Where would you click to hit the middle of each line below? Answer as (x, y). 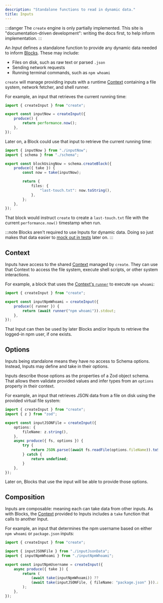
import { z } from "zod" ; (31, 414)
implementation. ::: (24, 38)
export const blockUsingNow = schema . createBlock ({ (58, 164)
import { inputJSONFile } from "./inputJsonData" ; (57, 552)
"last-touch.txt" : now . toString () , (75, 190)
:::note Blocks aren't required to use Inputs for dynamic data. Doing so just (79, 232)
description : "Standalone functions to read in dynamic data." (70, 9)
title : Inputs (19, 14)
